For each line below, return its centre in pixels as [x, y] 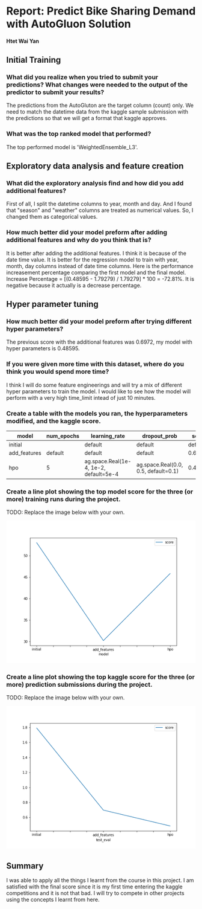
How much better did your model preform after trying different [99, 321]
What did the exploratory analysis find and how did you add [95, 184]
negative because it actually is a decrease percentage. [74, 285]
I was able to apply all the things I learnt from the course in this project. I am [100, 881]
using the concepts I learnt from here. [53, 900]
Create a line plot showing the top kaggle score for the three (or [101, 677]
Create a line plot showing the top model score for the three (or [100, 492]
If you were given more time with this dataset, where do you [95, 364]
